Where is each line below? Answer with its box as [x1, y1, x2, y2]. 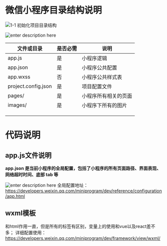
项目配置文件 [82, 83, 112, 90]
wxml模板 [5, 209, 36, 217]
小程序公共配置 [82, 64, 117, 71]
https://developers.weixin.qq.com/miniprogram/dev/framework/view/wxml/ [5, 235, 160, 241]
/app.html [5, 193, 25, 199]
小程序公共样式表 [82, 73, 122, 80]
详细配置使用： [15, 229, 46, 235]
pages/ [8, 92, 25, 99]
